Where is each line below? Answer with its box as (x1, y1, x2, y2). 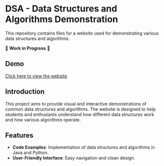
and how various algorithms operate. (5, 116, 81, 122)
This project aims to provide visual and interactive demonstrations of (5, 100, 146, 106)
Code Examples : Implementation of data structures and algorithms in (12, 144, 155, 150)
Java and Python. (12, 149, 49, 155)
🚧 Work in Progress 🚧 (5, 45, 50, 51)
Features (5, 131, 33, 139)
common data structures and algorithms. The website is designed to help (5, 106, 156, 112)
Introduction (5, 87, 45, 96)
